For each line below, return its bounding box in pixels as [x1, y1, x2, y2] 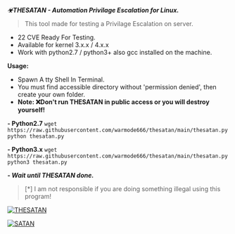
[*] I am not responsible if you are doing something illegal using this [24, 185, 221, 193]
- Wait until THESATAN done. [7, 171, 94, 179]
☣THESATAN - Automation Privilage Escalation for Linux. [7, 6, 179, 14]
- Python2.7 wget [7, 119, 58, 127]
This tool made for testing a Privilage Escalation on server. [24, 20, 193, 27]
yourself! [17, 105, 46, 114]
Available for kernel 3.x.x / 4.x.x [17, 41, 109, 48]
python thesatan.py [7, 133, 65, 140]
